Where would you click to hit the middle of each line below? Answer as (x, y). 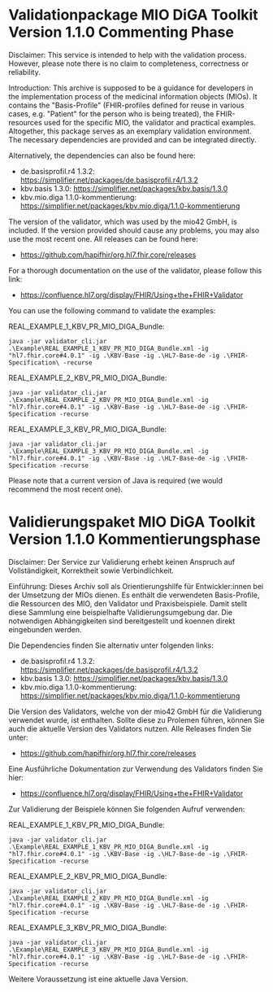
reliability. (24, 72)
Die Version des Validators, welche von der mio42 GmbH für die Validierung (135, 711)
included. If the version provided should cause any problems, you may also (134, 230)
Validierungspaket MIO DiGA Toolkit (132, 522)
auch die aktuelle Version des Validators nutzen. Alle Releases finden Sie (130, 728)
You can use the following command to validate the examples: (112, 310)
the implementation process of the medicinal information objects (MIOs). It (133, 96)
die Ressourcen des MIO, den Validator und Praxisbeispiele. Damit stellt (128, 603)
